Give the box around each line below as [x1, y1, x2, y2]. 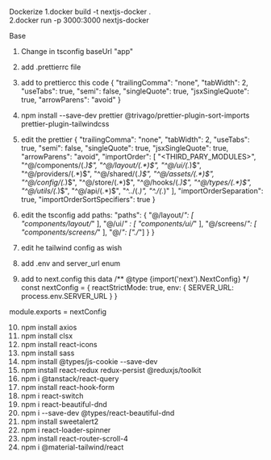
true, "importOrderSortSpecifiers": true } [20, 195, 156, 204]
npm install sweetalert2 [20, 416, 99, 426]
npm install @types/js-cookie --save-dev [20, 357, 158, 366]
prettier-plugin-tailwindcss [20, 119, 110, 128]
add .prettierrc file [20, 62, 81, 72]
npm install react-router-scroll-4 [20, 434, 128, 443]
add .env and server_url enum [20, 259, 120, 268]
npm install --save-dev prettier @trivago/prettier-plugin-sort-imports [20, 110, 250, 120]
